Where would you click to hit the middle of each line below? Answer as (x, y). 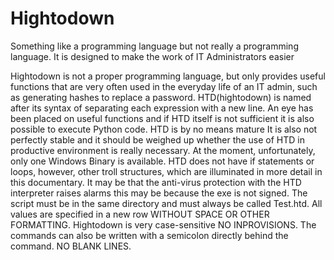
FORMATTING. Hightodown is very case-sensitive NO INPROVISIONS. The (163, 224)
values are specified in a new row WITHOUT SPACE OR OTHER (140, 214)
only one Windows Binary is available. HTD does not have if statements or (162, 161)
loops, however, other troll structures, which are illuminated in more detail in (166, 171)
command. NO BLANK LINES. (71, 246)
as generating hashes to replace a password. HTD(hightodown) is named (161, 97)
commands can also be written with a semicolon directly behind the (149, 235)
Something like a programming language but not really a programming (154, 46)
